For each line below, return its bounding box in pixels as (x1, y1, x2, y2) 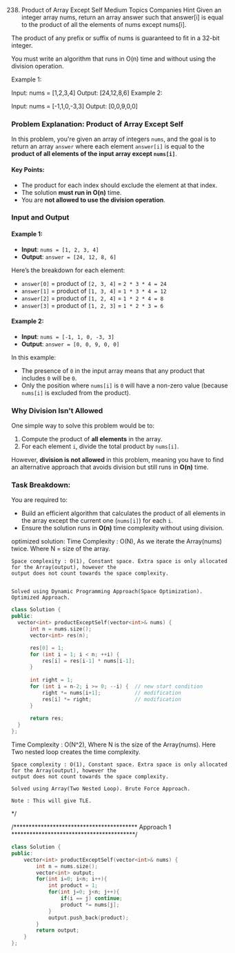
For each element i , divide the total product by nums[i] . (21, 442, 179, 451)
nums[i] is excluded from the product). (21, 388, 132, 396)
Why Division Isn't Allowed (11, 405, 103, 415)
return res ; (29, 715, 64, 722)
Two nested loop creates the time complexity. (11, 748, 141, 756)
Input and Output (11, 213, 70, 222)
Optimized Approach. (11, 594, 71, 601)
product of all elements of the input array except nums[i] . (11, 150, 178, 158)
